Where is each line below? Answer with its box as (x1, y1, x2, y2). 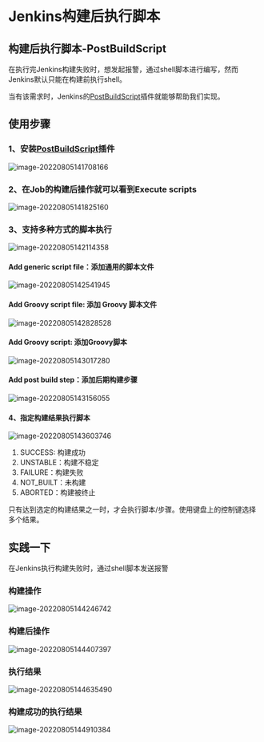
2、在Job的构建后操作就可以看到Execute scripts (8, 184, 198, 195)
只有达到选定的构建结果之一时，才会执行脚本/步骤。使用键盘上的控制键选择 (8, 505, 257, 514)
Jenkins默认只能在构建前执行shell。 (8, 75, 126, 84)
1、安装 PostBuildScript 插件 (8, 144, 115, 155)
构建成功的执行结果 (8, 706, 82, 717)
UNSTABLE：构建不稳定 (19, 458, 99, 468)
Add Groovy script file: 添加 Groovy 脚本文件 (8, 300, 158, 310)
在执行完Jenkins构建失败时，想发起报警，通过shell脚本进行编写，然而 (8, 65, 238, 74)
